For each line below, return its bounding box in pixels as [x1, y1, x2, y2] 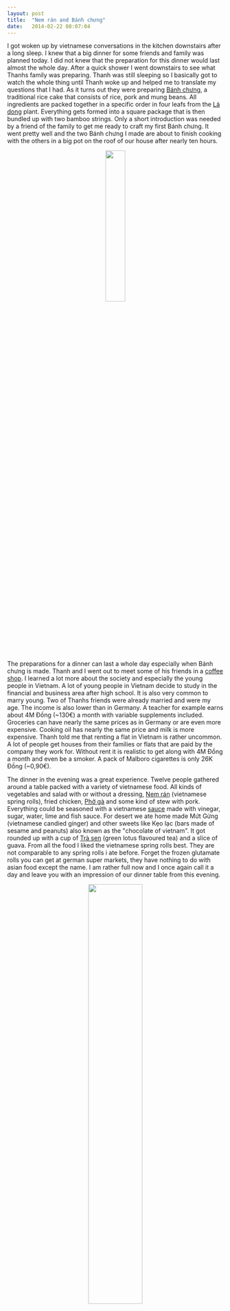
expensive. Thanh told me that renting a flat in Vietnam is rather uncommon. [7, 733, 222, 741]
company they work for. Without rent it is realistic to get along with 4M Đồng [7, 748, 223, 756]
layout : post [7, 10, 45, 17]
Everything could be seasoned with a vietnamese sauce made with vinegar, [7, 805, 221, 813]
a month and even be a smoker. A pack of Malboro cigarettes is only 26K [7, 755, 213, 763]
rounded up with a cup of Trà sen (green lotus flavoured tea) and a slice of [7, 834, 218, 842]
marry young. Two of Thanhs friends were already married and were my [7, 696, 211, 704]
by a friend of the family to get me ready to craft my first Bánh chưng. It [7, 122, 209, 131]
